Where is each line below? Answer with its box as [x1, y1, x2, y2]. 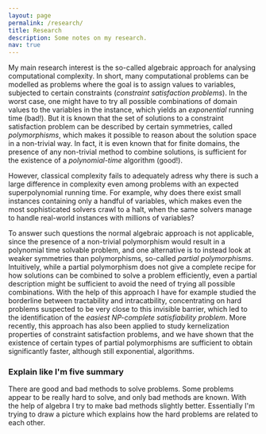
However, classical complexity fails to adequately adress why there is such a [8, 171, 259, 181]
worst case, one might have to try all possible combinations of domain [8, 97, 238, 106]
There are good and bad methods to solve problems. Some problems [8, 384, 234, 394]
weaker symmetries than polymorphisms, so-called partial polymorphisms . [8, 254, 254, 263]
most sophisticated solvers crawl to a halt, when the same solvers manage [8, 205, 253, 214]
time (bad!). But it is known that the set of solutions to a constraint [8, 113, 224, 123]
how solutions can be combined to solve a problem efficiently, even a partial [8, 271, 257, 280]
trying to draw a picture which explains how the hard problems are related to [8, 409, 258, 419]
